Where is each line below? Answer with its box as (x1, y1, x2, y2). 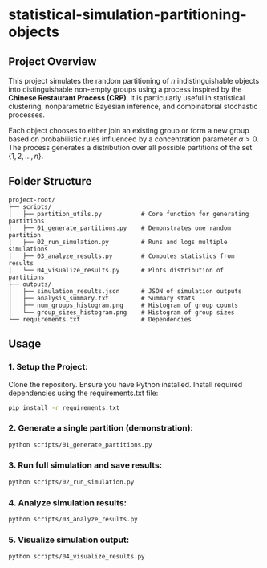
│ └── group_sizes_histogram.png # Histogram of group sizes (8, 308, 235, 317)
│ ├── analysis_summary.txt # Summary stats (8, 294, 196, 302)
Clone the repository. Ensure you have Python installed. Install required (8, 379, 243, 389)
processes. (8, 110, 46, 120)
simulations (8, 245, 48, 253)
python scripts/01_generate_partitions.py (8, 440, 152, 449)
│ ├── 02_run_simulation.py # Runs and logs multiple (8, 238, 228, 246)
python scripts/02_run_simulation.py (8, 478, 135, 486)
